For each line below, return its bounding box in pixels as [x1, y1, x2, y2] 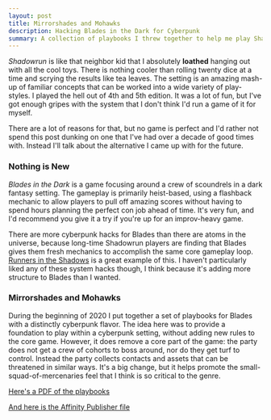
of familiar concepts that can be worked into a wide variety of [19, 82, 223, 92]
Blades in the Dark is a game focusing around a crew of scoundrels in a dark [8, 179, 263, 189]
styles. [8, 90, 31, 101]
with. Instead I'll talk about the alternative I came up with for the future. [8, 141, 244, 150]
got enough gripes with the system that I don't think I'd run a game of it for [8, 99, 256, 109]
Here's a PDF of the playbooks [8, 386, 110, 396]
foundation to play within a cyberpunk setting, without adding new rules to [8, 328, 256, 338]
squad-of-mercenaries [8, 371, 84, 380]
